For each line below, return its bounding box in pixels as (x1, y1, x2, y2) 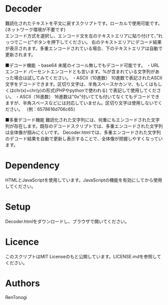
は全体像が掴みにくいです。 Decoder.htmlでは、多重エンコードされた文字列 (5, 129, 161, 135)
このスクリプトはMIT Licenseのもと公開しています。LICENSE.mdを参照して (5, 253, 161, 259)
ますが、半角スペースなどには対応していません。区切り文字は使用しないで (5, 100, 158, 106)
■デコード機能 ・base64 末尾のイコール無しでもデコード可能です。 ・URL (5, 62, 159, 68)
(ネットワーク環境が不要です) (5, 26, 66, 33)
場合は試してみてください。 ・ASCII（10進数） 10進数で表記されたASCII (14, 75, 162, 81)
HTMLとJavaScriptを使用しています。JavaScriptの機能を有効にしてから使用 (5, 177, 162, 183)
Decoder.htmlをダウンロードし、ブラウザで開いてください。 (5, 218, 129, 224)
